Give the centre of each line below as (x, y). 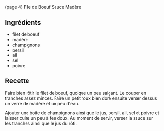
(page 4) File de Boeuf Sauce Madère (43, 7)
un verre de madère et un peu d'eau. (42, 103)
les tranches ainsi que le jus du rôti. (41, 123)
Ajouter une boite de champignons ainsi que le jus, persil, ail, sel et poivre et (82, 113)
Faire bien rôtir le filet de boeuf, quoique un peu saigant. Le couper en (76, 93)
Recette (17, 81)
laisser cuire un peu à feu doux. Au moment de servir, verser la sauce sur (79, 118)
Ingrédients (23, 22)
